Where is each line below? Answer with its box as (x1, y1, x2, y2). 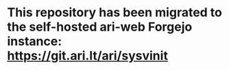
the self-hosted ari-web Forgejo (7, 19, 193, 35)
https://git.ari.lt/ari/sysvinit (7, 48, 168, 64)
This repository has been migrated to (7, 5, 223, 20)
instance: (7, 34, 62, 49)
